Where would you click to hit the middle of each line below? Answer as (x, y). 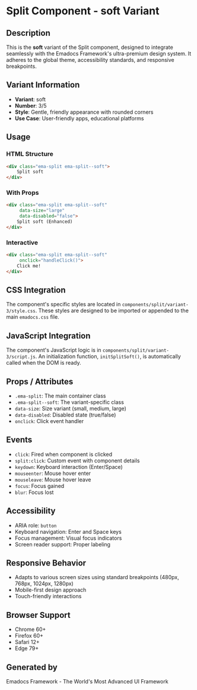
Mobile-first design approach (50, 590)
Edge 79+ (27, 648)
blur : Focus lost (34, 492)
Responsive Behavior (46, 563)
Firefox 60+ (29, 636)
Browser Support (39, 615)
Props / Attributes (40, 382)
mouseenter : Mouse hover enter (53, 473)
